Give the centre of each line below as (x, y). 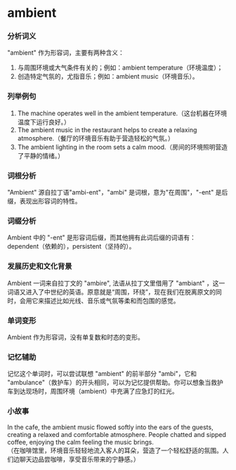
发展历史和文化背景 (40, 266)
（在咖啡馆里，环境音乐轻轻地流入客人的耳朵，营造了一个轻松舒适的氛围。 (115, 450)
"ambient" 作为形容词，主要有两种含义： (66, 53)
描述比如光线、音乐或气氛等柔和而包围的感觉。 (112, 301)
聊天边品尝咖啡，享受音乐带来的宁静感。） (79, 459)
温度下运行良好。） (44, 122)
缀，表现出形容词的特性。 (44, 201)
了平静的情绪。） (41, 155)
